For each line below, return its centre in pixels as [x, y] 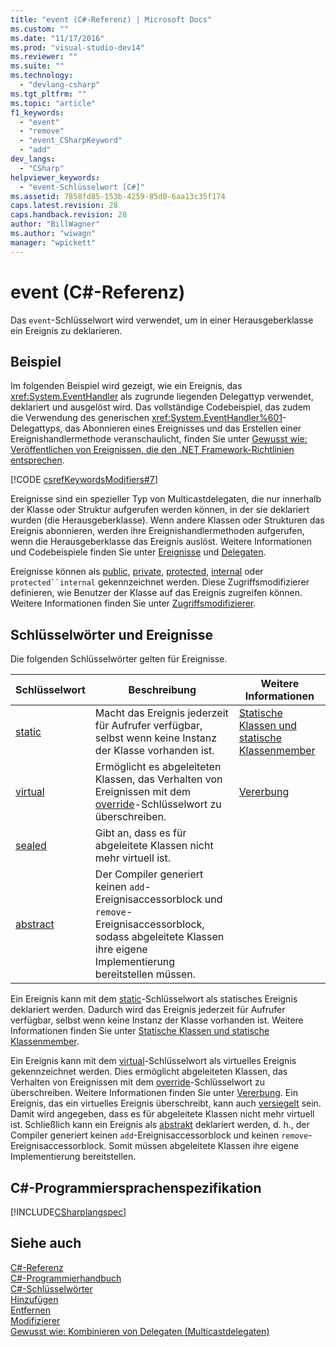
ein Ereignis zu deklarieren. [66, 330]
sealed [31, 846]
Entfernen [31, 1310]
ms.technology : [42, 76]
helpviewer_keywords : [55, 177]
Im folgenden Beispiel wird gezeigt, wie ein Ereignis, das [126, 386]
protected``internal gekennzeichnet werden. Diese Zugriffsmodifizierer [160, 582]
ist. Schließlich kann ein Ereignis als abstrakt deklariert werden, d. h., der [160, 1125]
